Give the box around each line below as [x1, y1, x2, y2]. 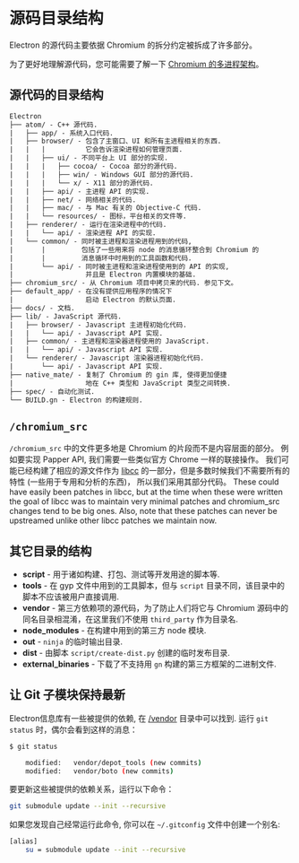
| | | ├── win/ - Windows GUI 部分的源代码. [9, 170, 194, 179]
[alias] [9, 837, 38, 846]
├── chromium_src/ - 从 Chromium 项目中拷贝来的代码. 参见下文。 [9, 279, 238, 288]
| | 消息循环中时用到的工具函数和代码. [9, 253, 192, 263]
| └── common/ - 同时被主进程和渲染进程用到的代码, [9, 237, 192, 246]
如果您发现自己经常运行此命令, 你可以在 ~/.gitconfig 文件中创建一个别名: [9, 819, 280, 830]
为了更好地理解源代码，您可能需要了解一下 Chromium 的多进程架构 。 [9, 58, 264, 69]
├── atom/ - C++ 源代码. [9, 120, 98, 129]
